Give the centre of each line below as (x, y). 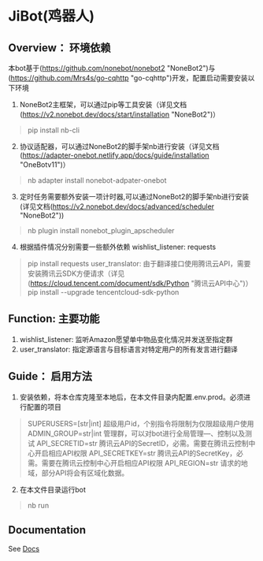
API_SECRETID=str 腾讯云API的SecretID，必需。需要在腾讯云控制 (143, 443)
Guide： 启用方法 (50, 376)
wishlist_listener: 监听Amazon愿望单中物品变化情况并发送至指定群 (126, 339)
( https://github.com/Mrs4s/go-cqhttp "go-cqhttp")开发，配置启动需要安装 (128, 78)
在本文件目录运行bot (53, 489)
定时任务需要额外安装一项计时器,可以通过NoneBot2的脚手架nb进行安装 (134, 197)
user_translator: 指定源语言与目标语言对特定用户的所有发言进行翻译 (128, 349)
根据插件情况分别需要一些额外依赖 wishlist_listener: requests (118, 247)
